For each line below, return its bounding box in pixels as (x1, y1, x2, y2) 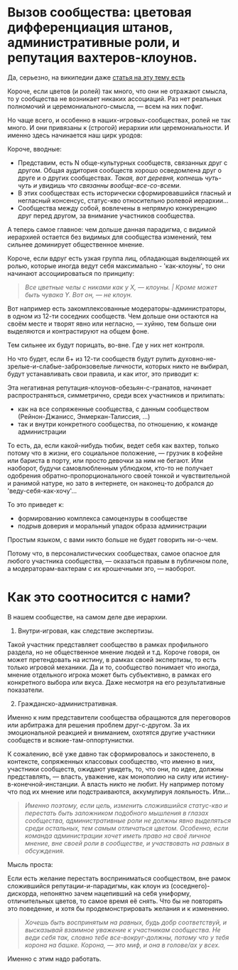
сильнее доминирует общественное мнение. (7, 240, 144, 249)
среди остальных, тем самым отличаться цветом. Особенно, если (24, 824, 229, 832)
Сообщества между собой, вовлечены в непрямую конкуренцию (17, 203, 217, 212)
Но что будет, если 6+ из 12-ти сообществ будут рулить (7, 354, 177, 363)
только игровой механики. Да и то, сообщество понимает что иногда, (7, 663, 221, 671)
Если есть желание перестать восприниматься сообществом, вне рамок (7, 874, 231, 883)
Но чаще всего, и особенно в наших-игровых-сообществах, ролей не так (7, 115, 231, 124)
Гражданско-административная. (17, 699, 118, 708)
